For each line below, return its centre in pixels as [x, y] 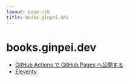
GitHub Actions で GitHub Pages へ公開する [69, 65]
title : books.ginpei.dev [37, 18]
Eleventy [26, 72]
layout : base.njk [28, 12]
